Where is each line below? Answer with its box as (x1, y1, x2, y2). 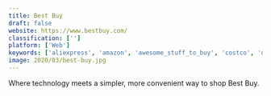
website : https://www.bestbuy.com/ (8, 26, 128, 34)
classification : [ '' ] (8, 34, 81, 42)
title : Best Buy (8, 11, 63, 20)
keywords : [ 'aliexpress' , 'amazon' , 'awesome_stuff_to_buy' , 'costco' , (8, 49, 254, 57)
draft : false (8, 19, 52, 27)
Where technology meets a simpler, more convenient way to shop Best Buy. (8, 78, 260, 88)
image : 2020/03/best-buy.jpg (8, 57, 106, 65)
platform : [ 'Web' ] (8, 42, 70, 50)
